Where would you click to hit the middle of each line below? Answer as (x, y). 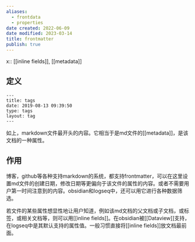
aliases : (17, 12)
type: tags (19, 111)
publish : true (24, 45)
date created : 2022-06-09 (38, 28)
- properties (27, 22)
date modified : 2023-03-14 (39, 34)
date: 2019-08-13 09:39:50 (39, 106)
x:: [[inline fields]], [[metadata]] (44, 61)
